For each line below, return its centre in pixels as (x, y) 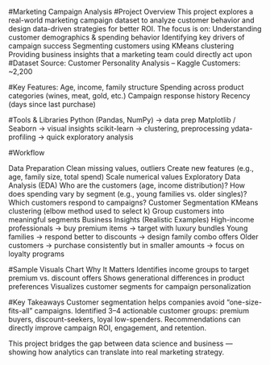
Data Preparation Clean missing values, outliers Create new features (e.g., (131, 168)
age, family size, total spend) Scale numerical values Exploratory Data (124, 177)
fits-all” (21, 311)
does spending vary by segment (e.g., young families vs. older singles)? (128, 194)
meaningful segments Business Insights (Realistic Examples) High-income (131, 220)
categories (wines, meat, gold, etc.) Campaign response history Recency (129, 95)
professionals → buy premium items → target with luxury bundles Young (128, 228)
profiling (22, 137)
